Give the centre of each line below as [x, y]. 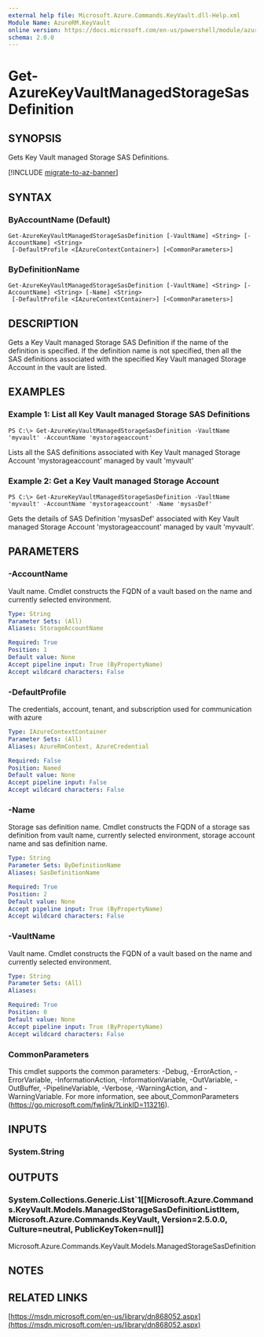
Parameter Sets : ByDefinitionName [65, 866]
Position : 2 [27, 894]
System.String [37, 1152]
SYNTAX [30, 197]
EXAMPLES [37, 392]
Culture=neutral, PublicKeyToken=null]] [86, 1229]
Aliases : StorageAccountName [56, 628]
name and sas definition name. [58, 844]
